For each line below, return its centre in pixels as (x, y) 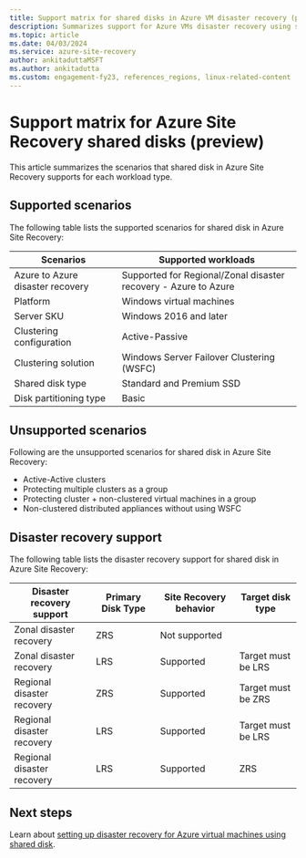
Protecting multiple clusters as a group (95, 490)
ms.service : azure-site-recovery (73, 52)
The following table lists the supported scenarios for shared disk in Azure (147, 227)
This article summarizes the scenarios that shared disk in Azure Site (137, 167)
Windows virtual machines (178, 301)
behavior (195, 609)
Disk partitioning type (60, 398)
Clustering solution (55, 363)
